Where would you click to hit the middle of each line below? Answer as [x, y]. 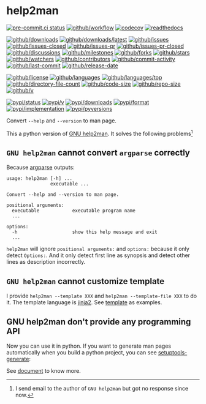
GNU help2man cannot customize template [86, 281]
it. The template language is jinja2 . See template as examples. [84, 302]
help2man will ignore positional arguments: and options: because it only [98, 249]
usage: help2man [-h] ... [39, 179]
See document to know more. [44, 371]
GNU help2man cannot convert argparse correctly [98, 153]
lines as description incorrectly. [46, 262]
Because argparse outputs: [40, 167]
